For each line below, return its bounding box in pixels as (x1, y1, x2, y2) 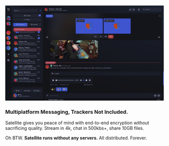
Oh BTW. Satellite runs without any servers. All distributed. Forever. (5, 135, 147, 141)
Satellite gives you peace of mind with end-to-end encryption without (5, 120, 149, 126)
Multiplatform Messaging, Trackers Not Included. (5, 108, 128, 115)
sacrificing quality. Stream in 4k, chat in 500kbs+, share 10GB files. (5, 125, 144, 131)
